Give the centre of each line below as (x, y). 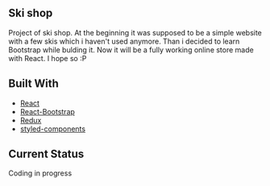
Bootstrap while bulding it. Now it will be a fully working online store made (131, 50)
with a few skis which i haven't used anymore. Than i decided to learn (124, 41)
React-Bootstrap (47, 111)
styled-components (53, 129)
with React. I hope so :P (48, 58)
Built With (33, 84)
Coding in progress (40, 173)
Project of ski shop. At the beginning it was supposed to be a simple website (135, 32)
